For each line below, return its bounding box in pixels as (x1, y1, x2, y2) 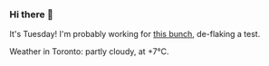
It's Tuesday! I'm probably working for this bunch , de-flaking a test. (9, 29, 261, 40)
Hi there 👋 (9, 8, 54, 21)
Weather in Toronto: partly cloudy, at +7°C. (9, 46, 169, 57)
